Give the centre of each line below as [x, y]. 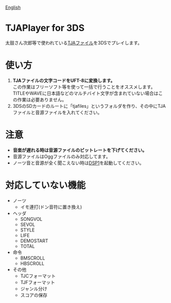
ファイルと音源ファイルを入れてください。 [57, 112]
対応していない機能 [45, 185]
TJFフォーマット [38, 282]
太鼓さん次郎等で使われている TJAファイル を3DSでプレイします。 [74, 42]
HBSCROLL [32, 263]
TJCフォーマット [38, 276]
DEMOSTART [34, 241]
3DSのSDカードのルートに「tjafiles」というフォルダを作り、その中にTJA [89, 106]
